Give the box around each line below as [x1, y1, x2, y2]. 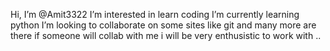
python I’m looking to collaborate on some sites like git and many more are [10, 19, 317, 31]
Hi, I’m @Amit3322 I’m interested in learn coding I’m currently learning [10, 9, 300, 20]
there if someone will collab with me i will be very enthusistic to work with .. [10, 30, 322, 41]
